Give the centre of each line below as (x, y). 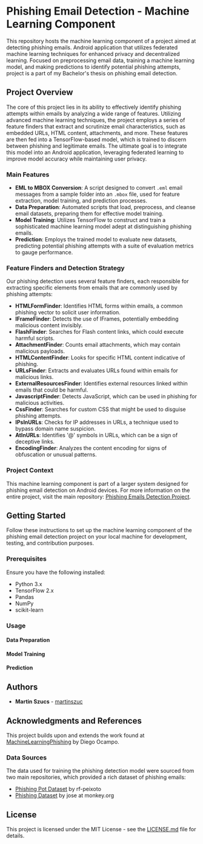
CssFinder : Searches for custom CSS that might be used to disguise (100, 409)
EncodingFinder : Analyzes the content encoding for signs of (91, 448)
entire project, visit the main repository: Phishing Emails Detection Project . (99, 496)
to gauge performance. (44, 252)
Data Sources (27, 757)
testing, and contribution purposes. (50, 543)
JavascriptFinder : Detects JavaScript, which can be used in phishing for (106, 396)
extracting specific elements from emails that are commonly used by (92, 288)
